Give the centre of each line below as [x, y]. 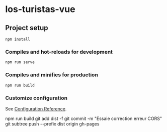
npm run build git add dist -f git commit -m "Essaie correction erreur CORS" [84, 118]
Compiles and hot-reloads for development [59, 52]
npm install [18, 39]
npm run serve [20, 62]
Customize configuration [36, 98]
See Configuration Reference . [36, 108]
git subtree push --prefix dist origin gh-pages [52, 123]
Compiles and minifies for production [52, 75]
